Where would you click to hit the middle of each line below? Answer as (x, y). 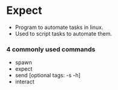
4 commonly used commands (51, 49)
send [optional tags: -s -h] (48, 76)
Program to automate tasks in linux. (59, 27)
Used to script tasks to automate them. (63, 33)
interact (25, 82)
